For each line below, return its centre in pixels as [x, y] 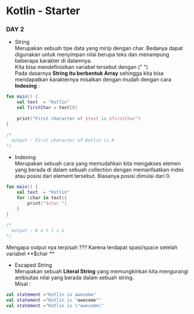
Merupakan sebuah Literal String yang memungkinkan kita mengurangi [101, 271]
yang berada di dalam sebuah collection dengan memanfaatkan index [99, 170]
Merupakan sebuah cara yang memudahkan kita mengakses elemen [98, 164]
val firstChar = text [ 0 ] [47, 108]
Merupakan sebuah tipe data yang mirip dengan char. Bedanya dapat [99, 48]
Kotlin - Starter [43, 11]
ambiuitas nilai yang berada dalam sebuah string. [74, 277]
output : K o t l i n [38, 231]
